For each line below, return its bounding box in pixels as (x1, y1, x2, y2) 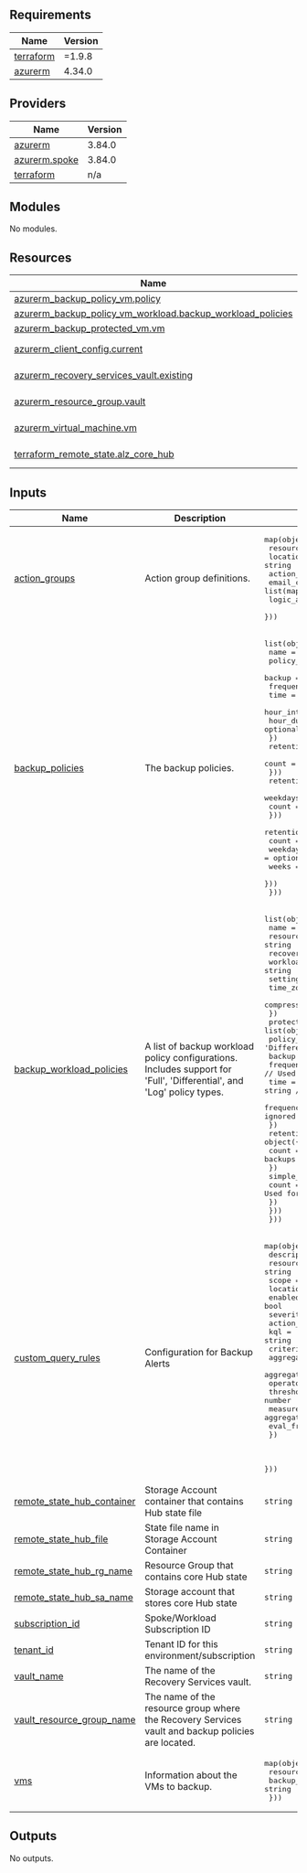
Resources (9, 250, 72, 265)
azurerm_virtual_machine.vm (14, 422, 137, 434)
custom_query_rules (14, 1351, 101, 1364)
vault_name (14, 1670, 64, 1683)
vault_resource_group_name (14, 1714, 136, 1727)
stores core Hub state (144, 1597, 238, 1610)
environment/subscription (144, 1650, 256, 1663)
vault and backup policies (144, 1725, 255, 1738)
